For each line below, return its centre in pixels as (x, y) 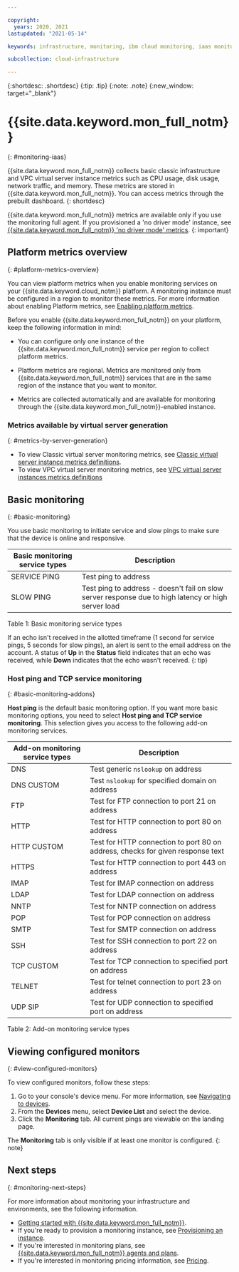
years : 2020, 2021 (41, 27)
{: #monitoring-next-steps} (47, 1187)
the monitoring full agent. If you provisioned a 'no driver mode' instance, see (119, 222)
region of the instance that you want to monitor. (87, 385)
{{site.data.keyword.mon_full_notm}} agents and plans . (98, 1253)
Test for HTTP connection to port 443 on (158, 863)
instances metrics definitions (60, 477)
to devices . (34, 1104)
